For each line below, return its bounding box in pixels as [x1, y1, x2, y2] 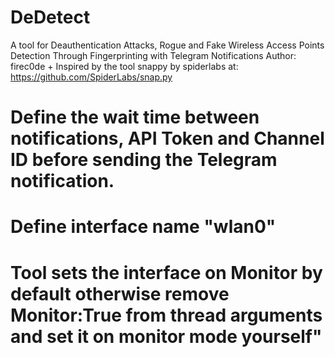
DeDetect [10, 6, 91, 29]
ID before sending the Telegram [10, 149, 278, 171]
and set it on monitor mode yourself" [10, 325, 323, 348]
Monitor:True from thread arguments [10, 304, 323, 326]
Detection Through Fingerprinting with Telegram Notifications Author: [10, 49, 297, 61]
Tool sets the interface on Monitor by [10, 261, 323, 284]
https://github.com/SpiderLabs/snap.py [10, 71, 173, 83]
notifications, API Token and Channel [10, 127, 325, 150]
